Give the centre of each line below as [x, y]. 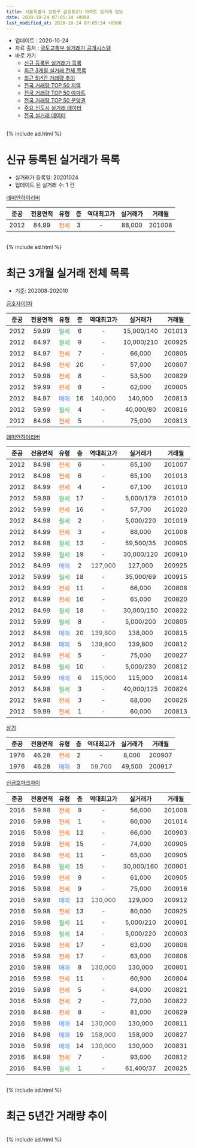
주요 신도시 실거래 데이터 [53, 108]
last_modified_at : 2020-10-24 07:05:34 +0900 [64, 23]
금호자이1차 [19, 303]
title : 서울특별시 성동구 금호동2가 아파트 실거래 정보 [65, 12]
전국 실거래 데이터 [45, 116]
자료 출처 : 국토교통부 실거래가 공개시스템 [63, 48]
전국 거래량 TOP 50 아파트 [54, 93]
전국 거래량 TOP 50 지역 [52, 86]
